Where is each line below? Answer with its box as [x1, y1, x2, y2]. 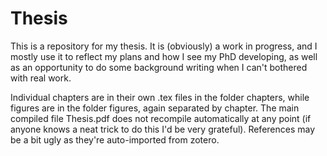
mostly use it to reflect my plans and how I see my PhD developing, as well [10, 50, 318, 62]
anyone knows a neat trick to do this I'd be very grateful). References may [10, 123, 316, 135]
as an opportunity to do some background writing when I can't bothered [10, 61, 308, 73]
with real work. [10, 72, 72, 84]
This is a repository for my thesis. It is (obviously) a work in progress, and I [10, 40, 318, 52]
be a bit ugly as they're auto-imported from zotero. [10, 133, 220, 146]
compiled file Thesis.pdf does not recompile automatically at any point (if [10, 112, 312, 124]
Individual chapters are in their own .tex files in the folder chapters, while [10, 91, 310, 103]
